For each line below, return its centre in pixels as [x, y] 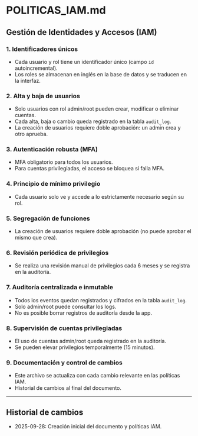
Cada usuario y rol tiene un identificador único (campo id [84, 62]
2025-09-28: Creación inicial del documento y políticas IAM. [88, 427]
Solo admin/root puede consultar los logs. [65, 306]
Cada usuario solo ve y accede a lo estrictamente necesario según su [99, 196]
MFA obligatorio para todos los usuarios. [64, 162]
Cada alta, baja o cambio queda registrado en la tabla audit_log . [93, 121]
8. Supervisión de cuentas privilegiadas [64, 328]
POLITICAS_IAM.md [56, 10]
